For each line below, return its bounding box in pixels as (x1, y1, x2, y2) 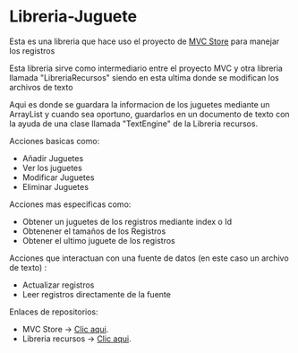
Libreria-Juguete (9, 6, 137, 27)
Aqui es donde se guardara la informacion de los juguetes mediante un (9, 99, 270, 109)
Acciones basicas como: (9, 135, 100, 146)
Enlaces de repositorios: (9, 306, 98, 317)
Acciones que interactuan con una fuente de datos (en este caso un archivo (9, 253, 289, 263)
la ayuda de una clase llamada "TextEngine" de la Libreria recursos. (9, 118, 258, 129)
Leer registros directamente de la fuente (21, 288, 172, 299)
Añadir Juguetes (21, 152, 84, 163)
